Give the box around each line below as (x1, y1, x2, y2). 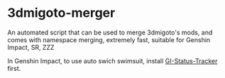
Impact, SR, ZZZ (7, 43, 55, 51)
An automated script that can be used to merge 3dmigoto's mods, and (7, 28, 213, 37)
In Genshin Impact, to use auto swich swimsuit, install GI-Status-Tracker (7, 56, 218, 65)
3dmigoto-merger (7, 5, 116, 21)
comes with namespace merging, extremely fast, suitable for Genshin (7, 35, 211, 44)
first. (7, 64, 21, 72)
